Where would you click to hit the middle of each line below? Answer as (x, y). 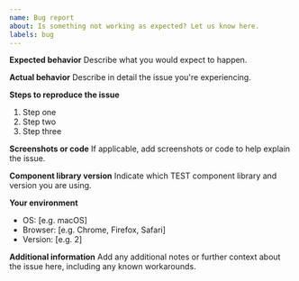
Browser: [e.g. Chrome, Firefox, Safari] (94, 230)
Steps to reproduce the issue (64, 95)
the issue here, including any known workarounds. (103, 267)
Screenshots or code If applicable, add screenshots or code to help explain (150, 149)
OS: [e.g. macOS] (55, 221)
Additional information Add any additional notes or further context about (145, 257)
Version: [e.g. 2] (52, 240)
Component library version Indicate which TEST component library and (143, 176)
